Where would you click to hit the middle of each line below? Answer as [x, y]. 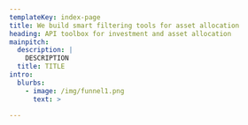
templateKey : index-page [55, 17]
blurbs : [31, 83]
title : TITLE [41, 67]
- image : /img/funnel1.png [75, 91]
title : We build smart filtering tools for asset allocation [124, 26]
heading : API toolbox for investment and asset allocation [120, 33]
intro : [21, 75]
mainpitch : [29, 42]
